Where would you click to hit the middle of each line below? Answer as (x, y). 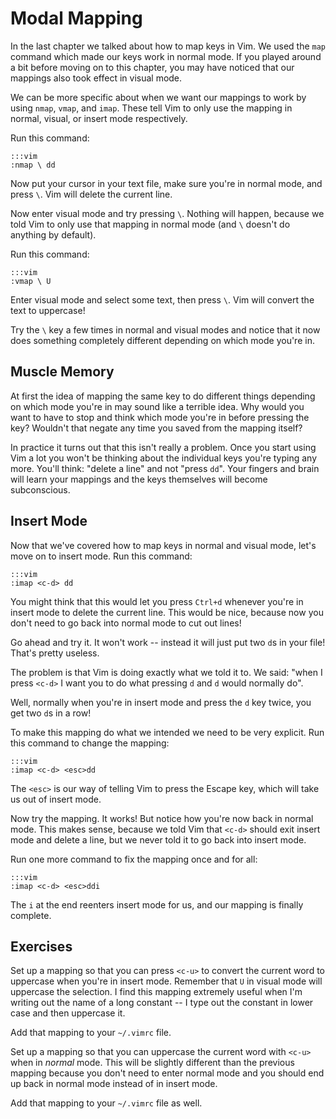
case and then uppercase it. (68, 1013)
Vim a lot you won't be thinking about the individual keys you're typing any (164, 458)
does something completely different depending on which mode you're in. (162, 340)
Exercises (41, 946)
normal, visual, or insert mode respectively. (99, 118)
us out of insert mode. (56, 799)
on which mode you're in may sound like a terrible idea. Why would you (157, 406)
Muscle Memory (62, 372)
